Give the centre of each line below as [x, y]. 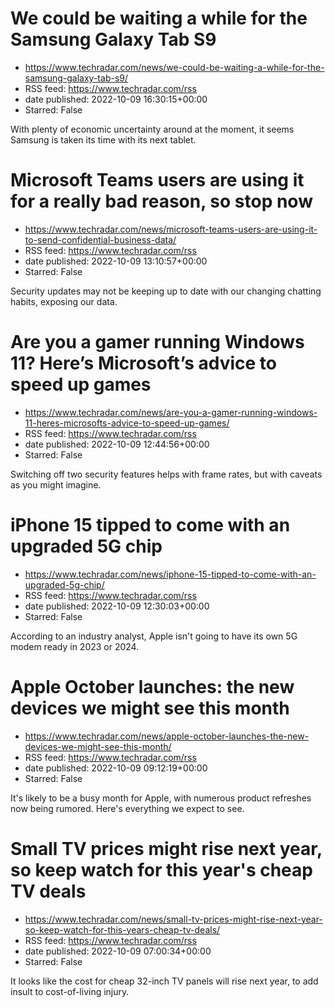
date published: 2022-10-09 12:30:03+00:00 [117, 606]
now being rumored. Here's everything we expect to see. [127, 808]
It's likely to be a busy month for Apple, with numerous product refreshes [161, 798]
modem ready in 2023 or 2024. [75, 646]
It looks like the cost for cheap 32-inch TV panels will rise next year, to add [164, 981]
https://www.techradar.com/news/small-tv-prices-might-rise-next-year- [173, 919]
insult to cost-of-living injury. [70, 991]
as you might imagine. [56, 484]
